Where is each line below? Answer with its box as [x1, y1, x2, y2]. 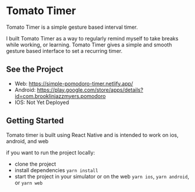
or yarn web [14, 179, 43, 186]
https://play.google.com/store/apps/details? [37, 86, 143, 93]
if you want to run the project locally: [6, 149, 95, 156]
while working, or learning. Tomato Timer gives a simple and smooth [6, 41, 172, 48]
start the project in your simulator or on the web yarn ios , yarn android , [14, 173, 190, 180]
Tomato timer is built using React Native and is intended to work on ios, [6, 131, 179, 139]
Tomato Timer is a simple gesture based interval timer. [6, 23, 138, 31]
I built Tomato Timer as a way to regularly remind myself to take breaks [6, 35, 179, 42]
